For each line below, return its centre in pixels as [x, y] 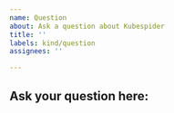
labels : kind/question [52, 43]
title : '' [28, 34]
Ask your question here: [79, 96]
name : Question [38, 18]
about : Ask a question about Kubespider [87, 26]
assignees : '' [36, 52]
